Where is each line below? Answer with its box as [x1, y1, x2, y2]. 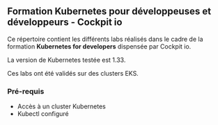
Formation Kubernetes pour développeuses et [7, 6, 211, 17]
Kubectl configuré [17, 110, 69, 118]
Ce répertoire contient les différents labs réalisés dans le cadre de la [7, 35, 203, 43]
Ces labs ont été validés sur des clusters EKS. [7, 69, 139, 77]
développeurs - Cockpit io [7, 17, 123, 28]
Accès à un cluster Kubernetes [17, 102, 106, 110]
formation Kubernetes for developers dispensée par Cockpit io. [7, 42, 192, 51]
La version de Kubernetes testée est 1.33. [7, 56, 126, 64]
